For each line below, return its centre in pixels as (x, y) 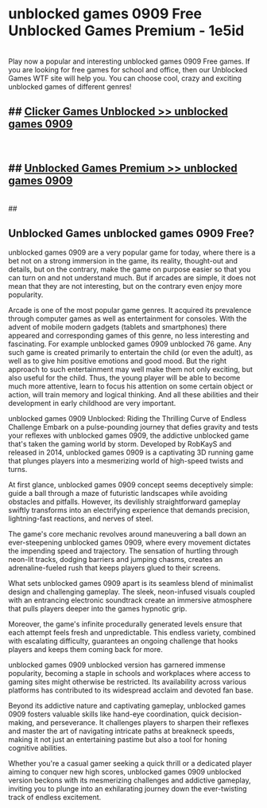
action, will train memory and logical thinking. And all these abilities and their (133, 395)
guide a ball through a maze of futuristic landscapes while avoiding (118, 494)
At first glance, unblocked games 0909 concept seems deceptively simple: (131, 485)
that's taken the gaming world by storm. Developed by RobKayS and (120, 444)
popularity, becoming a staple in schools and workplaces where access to (130, 673)
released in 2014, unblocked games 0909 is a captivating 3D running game (131, 453)
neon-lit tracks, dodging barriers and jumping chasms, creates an (116, 560)
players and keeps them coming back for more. (85, 650)
